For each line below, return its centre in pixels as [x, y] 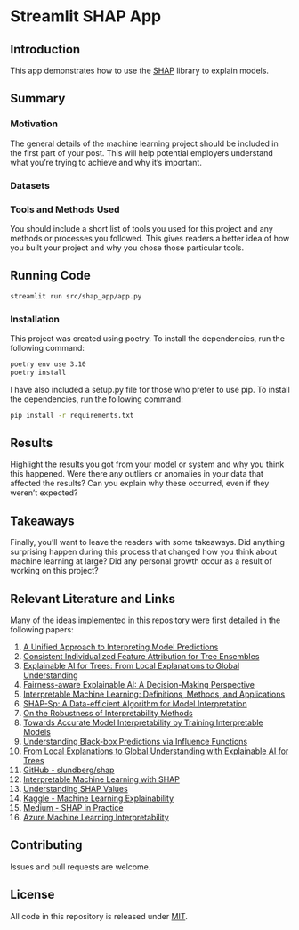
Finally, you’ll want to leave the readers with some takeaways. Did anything [148, 542]
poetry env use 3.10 [48, 364]
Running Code [51, 276]
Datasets [30, 185]
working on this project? [54, 571]
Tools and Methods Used [65, 209]
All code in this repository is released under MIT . [99, 916]
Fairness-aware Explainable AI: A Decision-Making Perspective [138, 684]
